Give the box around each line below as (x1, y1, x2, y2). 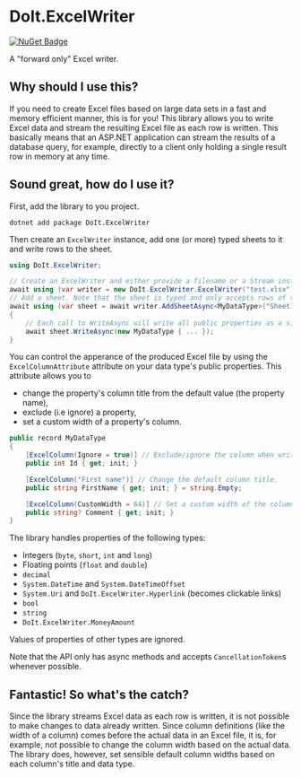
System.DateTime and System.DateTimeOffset (21, 579, 186, 590)
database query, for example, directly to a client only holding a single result (9, 141, 287, 152)
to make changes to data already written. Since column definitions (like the (9, 721, 285, 731)
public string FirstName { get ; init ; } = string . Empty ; (25, 483, 243, 493)
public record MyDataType (9, 433, 106, 443)
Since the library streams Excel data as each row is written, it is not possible (9, 711, 289, 721)
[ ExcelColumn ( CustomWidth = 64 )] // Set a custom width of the (25, 500, 267, 509)
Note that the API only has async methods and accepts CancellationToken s (9, 651, 287, 662)
